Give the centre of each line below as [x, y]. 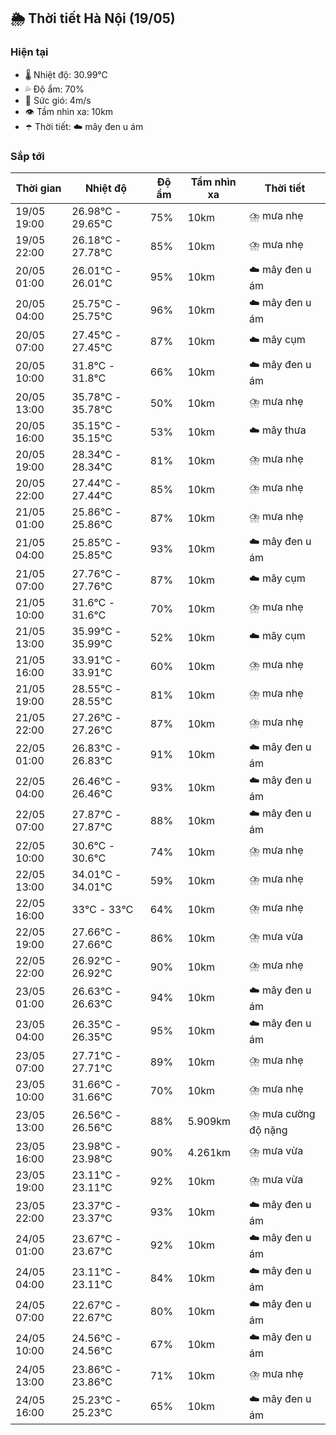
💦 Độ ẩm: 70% [54, 89]
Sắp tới [27, 156]
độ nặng [268, 1130]
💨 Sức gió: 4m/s [58, 100]
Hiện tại [29, 52]
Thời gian [38, 188]
